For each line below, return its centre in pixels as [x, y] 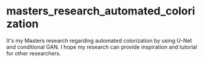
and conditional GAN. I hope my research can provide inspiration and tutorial [102, 47]
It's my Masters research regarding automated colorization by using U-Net [99, 40]
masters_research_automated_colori [101, 11]
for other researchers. [34, 53]
